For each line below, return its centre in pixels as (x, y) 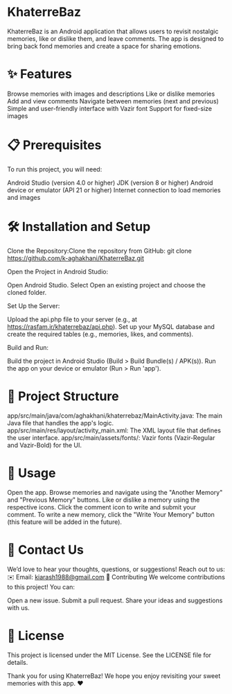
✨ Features (40, 74)
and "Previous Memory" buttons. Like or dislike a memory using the (104, 500)
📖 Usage (32, 473)
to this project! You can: (41, 586)
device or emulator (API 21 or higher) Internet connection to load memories (114, 190)
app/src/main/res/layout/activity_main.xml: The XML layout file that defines (114, 430)
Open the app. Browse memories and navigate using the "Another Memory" (115, 492)
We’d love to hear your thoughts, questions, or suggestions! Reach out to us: (116, 569)
